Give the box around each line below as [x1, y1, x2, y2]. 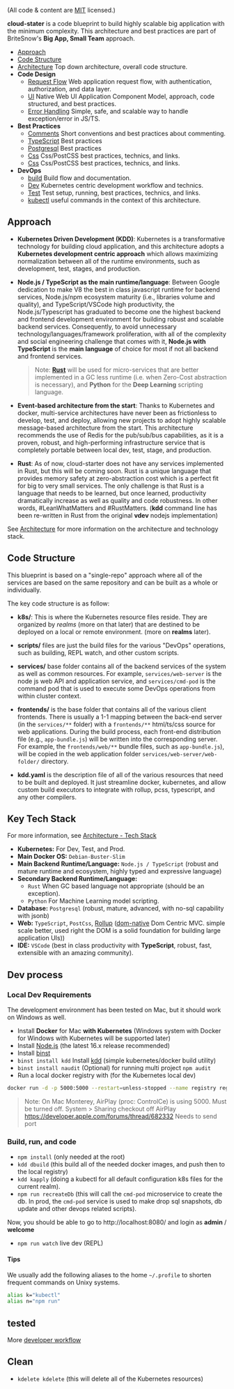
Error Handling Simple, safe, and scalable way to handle [27, 107, 189, 115]
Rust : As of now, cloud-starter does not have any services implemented [17, 459, 224, 467]
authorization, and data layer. [27, 85, 111, 93]
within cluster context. [17, 691, 81, 700]
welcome [7, 1226, 35, 1234]
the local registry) [17, 1168, 68, 1176]
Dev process [7, 969, 63, 981]
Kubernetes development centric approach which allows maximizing [17, 249, 218, 257]
